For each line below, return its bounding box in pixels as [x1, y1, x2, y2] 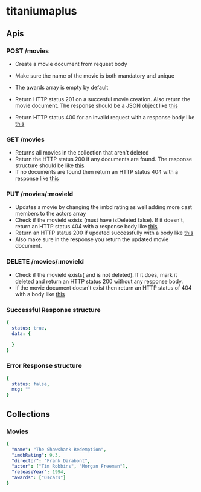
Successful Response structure [6, 305, 101, 314]
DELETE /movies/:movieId [6, 258, 85, 266]
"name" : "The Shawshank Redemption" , [11, 447, 107, 453]
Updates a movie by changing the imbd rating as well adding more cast [14, 204, 192, 211]
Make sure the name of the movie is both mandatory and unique [14, 71, 175, 79]
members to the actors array [14, 210, 86, 218]
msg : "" [11, 387, 31, 393]
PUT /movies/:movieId [6, 190, 74, 198]
